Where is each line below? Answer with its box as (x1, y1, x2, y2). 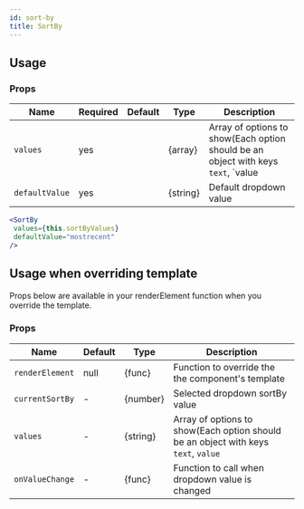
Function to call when (173, 461, 264, 474)
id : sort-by (9, 13, 54, 23)
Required (78, 106, 119, 119)
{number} (124, 392, 165, 405)
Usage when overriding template (9, 266, 198, 282)
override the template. (9, 300, 92, 311)
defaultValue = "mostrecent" (13, 232, 116, 241)
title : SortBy (9, 22, 63, 31)
